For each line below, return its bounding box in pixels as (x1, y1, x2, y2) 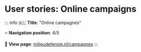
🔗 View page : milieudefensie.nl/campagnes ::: (4, 41, 98, 47)
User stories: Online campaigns (4, 3, 137, 15)
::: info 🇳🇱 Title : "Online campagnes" (4, 20, 82, 26)
